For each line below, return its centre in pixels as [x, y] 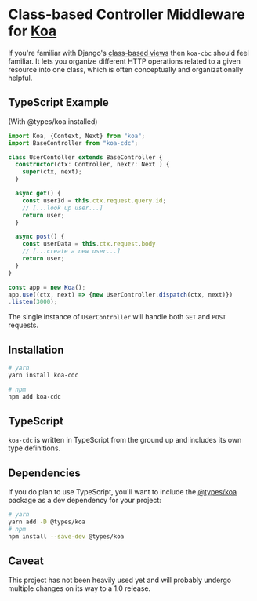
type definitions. [34, 448]
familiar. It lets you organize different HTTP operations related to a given [124, 61]
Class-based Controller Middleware [127, 15]
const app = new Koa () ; [47, 287]
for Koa [33, 31]
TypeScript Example [59, 102]
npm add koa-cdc [34, 397]
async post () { [40, 237]
